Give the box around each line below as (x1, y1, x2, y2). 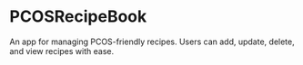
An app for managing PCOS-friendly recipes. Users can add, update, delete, (9, 36, 295, 47)
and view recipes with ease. (9, 45, 115, 56)
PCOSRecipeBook (9, 6, 147, 27)
